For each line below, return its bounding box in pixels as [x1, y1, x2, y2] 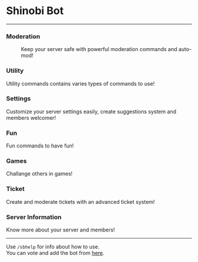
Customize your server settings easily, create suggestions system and [6, 108, 177, 115]
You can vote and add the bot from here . [6, 250, 105, 257]
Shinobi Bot [6, 4, 64, 18]
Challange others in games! [6, 170, 72, 177]
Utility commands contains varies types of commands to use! [6, 80, 155, 87]
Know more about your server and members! [6, 226, 115, 233]
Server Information [6, 213, 62, 221]
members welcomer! [6, 114, 56, 121]
